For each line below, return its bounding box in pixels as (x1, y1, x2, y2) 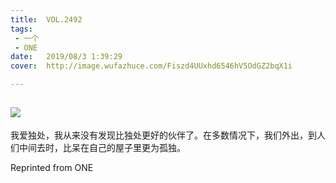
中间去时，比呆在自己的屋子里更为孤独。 (18, 141, 186, 153)
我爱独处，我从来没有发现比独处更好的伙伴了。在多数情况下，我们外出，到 (10, 129, 317, 141)
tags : (10, 24, 33, 34)
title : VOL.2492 (10, 14, 83, 25)
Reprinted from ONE (10, 161, 94, 173)
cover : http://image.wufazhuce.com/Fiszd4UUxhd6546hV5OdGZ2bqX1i (10, 61, 293, 71)
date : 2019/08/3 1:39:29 (10, 52, 123, 62)
